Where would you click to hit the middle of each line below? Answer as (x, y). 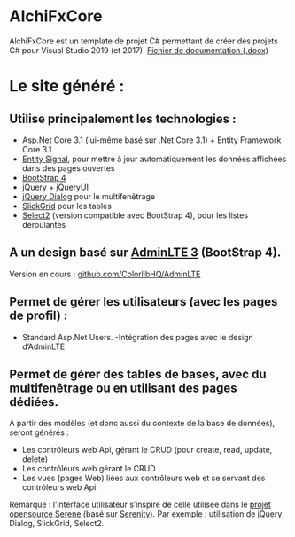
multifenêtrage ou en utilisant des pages (123, 388)
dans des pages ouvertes (68, 168)
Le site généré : (67, 86)
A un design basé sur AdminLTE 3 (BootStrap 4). (145, 253)
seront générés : (39, 432)
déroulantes (44, 224)
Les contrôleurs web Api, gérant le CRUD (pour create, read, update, (147, 450)
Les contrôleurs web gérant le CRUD (89, 469)
